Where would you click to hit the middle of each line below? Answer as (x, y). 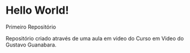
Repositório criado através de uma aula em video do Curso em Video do (95, 38)
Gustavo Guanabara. (31, 45)
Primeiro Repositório (31, 27)
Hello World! (37, 10)
